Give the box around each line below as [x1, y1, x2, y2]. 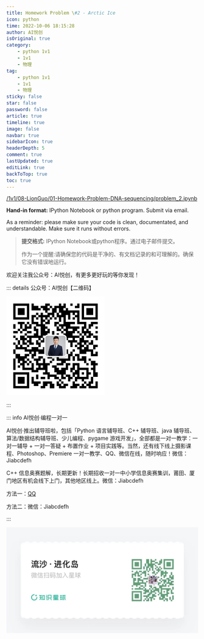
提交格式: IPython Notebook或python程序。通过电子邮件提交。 [21, 238, 178, 245]
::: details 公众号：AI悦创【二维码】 [6, 284, 94, 291]
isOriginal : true [6, 35, 51, 42]
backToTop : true [6, 171, 47, 177]
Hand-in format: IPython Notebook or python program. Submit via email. [6, 206, 189, 214]
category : [6, 42, 32, 48]
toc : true [6, 177, 32, 183]
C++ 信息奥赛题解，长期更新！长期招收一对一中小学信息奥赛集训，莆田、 [6, 469, 190, 477]
